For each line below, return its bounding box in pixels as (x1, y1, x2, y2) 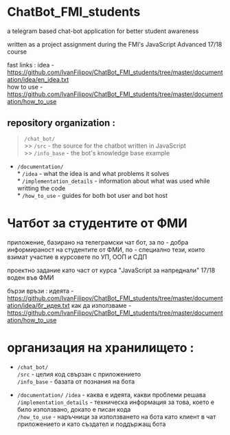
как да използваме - (71, 301, 132, 309)
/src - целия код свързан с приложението (16, 370, 141, 378)
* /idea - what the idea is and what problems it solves (16, 169, 170, 177)
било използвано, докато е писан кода (16, 405, 131, 413)
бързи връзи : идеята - (7, 287, 74, 295)
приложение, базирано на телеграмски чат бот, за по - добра (7, 238, 189, 246)
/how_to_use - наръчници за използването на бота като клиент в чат (16, 412, 216, 421)
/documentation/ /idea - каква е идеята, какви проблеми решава (16, 390, 206, 399)
